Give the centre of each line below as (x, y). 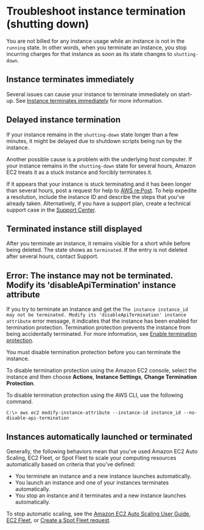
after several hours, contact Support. (53, 256)
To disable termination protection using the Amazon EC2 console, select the (101, 371)
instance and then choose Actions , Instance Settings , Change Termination (102, 377)
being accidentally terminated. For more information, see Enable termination (102, 334)
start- (185, 94)
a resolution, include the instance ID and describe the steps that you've (96, 197)
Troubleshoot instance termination (96, 11)
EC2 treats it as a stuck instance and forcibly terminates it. (79, 172)
